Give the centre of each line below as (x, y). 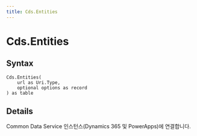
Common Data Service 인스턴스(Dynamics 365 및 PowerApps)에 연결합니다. (98, 126)
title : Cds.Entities (32, 12)
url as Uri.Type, (39, 82)
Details (20, 111)
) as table (20, 93)
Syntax (20, 64)
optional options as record (52, 87)
